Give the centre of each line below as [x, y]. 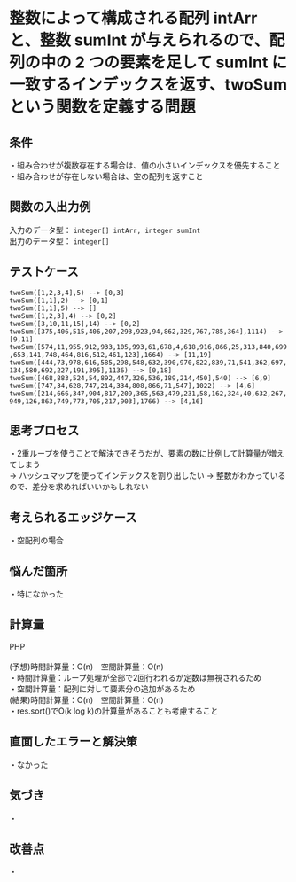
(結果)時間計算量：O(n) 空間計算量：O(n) [86, 699]
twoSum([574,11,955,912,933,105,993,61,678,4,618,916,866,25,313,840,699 [148, 347]
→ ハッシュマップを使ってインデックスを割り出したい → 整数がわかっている [148, 476]
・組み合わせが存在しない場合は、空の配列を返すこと [106, 176]
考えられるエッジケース [73, 517]
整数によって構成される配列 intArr [133, 18]
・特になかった [36, 594]
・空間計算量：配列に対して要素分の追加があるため [102, 689]
